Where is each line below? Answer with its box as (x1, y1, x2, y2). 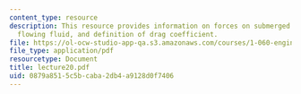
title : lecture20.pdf (9, 64, 90, 73)
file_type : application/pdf (9, 47, 115, 56)
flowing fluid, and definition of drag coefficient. (17, 30, 219, 38)
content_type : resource (9, 13, 99, 22)
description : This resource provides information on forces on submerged (9, 21, 291, 30)
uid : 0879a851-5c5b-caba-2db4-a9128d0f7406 (9, 72, 175, 81)
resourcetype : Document (9, 55, 99, 64)
